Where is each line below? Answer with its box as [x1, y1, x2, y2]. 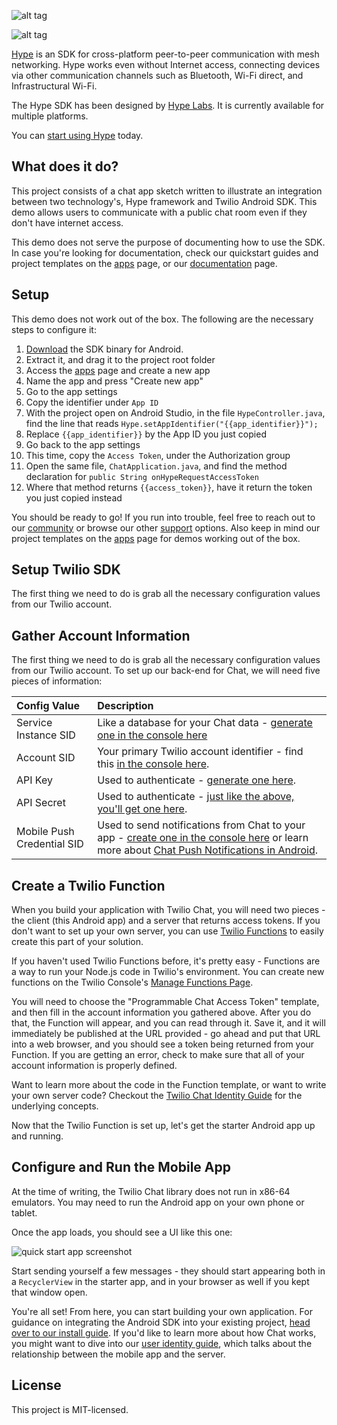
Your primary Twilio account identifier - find [97, 745, 304, 759]
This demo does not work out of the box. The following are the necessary [11, 313, 314, 325]
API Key [16, 773, 53, 787]
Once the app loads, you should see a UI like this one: [11, 1226, 233, 1238]
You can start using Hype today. [11, 130, 144, 141]
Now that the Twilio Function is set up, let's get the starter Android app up [11, 1120, 316, 1132]
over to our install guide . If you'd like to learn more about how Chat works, [11, 1326, 317, 1339]
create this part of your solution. [11, 936, 144, 948]
